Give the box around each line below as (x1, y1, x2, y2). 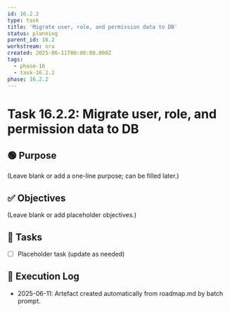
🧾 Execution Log (7, 271, 79, 282)
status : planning (7, 30, 58, 37)
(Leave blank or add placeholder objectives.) (7, 211, 137, 219)
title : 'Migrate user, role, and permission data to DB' (7, 23, 178, 30)
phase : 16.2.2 (7, 75, 49, 83)
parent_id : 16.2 (7, 37, 55, 44)
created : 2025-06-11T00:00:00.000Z (7, 50, 112, 57)
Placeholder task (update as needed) (17, 250, 125, 258)
